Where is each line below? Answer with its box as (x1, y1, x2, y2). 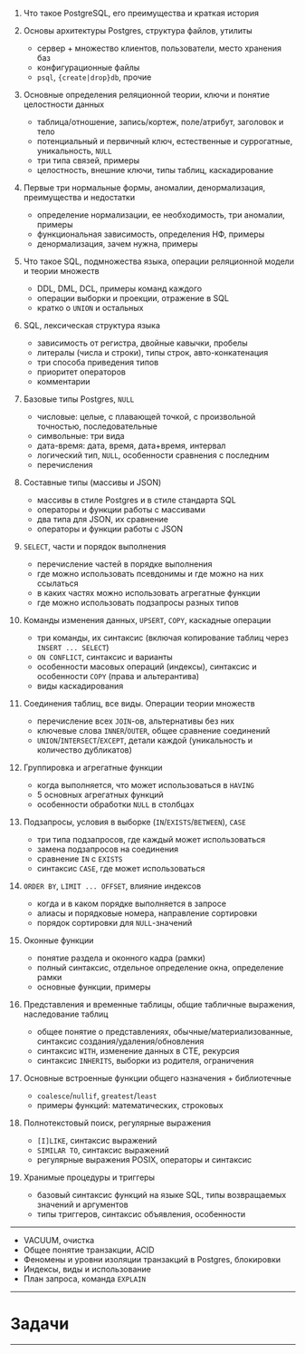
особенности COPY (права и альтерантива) (36, 671, 200, 681)
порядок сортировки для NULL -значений (36, 918, 193, 928)
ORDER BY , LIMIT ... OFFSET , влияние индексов (23, 881, 202, 891)
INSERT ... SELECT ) (36, 642, 110, 652)
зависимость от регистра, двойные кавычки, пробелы (36, 337, 248, 348)
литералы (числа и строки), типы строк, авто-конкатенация (36, 347, 269, 357)
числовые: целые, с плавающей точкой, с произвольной (36, 412, 256, 422)
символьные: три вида (36, 431, 125, 441)
